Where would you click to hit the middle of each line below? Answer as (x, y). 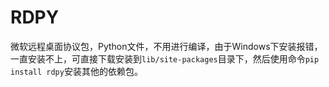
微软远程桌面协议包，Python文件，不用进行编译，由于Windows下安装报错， (166, 46)
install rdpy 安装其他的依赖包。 (76, 71)
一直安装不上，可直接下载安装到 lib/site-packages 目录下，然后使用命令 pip (165, 58)
